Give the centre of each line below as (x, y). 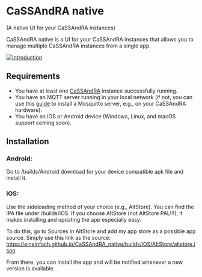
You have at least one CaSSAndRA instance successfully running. (96, 91)
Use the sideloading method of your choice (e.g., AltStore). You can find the (100, 207)
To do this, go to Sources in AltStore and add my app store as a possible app (101, 231)
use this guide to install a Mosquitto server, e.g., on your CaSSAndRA (100, 103)
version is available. (31, 268)
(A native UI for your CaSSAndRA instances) (61, 28)
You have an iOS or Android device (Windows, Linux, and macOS (95, 116)
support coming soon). (43, 123)
